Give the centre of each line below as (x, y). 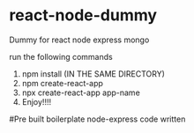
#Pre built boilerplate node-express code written (97, 119)
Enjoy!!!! (36, 101)
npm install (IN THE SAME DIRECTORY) (93, 74)
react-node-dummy (83, 15)
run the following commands (61, 56)
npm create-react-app (63, 83)
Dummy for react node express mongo (79, 40)
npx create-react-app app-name (81, 92)
